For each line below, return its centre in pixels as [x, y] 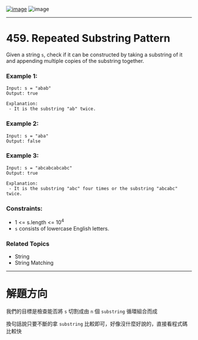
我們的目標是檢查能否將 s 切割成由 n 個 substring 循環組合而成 [82, 311]
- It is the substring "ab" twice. [52, 109]
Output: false [24, 141]
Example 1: [22, 76]
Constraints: [24, 208]
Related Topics [28, 244]
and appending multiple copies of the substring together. [75, 61]
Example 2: [22, 124]
